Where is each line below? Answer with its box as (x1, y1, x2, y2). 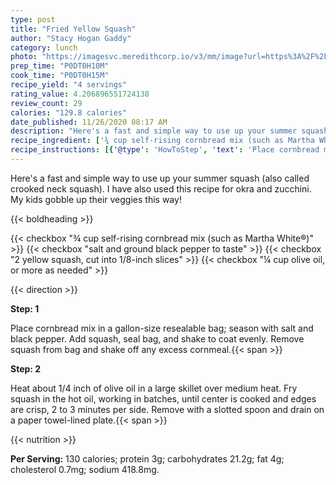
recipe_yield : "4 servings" (10, 80, 128, 90)
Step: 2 (10, 362, 42, 375)
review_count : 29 (10, 98, 83, 108)
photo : (10, 52, 38, 62)
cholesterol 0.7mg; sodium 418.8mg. (10, 463, 160, 475)
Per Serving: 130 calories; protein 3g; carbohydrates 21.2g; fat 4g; (10, 452, 285, 465)
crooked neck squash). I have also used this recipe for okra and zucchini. (10, 182, 312, 195)
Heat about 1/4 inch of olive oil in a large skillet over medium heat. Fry (10, 382, 298, 394)
